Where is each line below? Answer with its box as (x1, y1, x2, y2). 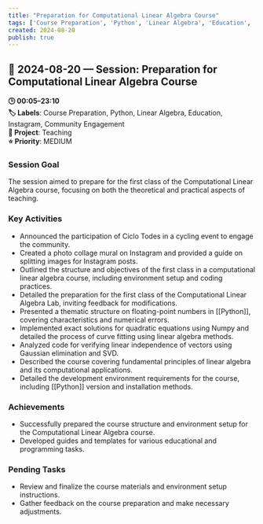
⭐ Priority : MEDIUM (8, 137, 72, 146)
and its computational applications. (19, 365, 133, 375)
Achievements (8, 401, 65, 412)
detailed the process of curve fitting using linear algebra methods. (19, 331, 234, 341)
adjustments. (19, 507, 62, 516)
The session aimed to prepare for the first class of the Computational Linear (8, 177, 254, 186)
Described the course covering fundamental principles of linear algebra (19, 356, 251, 366)
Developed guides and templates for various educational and (19, 436, 217, 445)
